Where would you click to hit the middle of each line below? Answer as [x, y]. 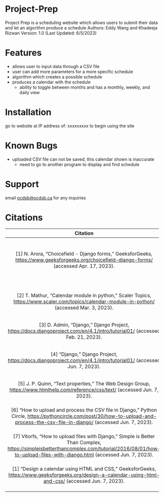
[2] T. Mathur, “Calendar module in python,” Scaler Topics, [84, 295]
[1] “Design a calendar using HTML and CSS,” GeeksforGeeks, [84, 469]
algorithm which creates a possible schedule [57, 76]
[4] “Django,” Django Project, [84, 354]
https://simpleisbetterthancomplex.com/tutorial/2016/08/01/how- [84, 448]
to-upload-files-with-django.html [54, 454]
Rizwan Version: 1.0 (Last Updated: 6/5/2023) [51, 33]
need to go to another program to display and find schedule [79, 164]
